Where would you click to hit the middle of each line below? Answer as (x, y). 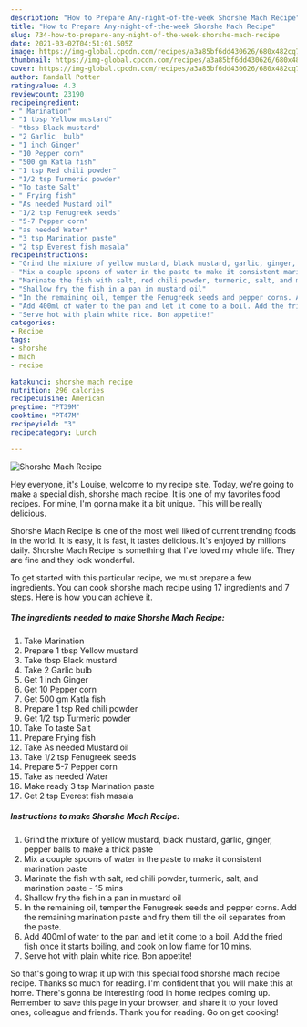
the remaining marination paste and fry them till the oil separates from (154, 917)
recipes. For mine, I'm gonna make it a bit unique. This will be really (137, 503)
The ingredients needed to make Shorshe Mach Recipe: (118, 618)
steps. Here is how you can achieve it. (82, 597)
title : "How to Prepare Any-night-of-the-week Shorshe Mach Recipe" (143, 26)
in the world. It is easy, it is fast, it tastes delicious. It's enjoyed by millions (148, 540)
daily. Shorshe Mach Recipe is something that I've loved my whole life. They (153, 550)
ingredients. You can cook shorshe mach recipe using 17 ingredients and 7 (150, 587)
